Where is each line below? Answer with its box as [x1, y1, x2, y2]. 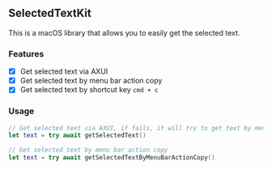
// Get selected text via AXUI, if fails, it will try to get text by [8, 124, 252, 132]
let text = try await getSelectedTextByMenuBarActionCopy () [8, 154, 216, 162]
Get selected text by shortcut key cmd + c [19, 85, 159, 95]
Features [8, 48, 45, 59]
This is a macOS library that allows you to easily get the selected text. [8, 28, 240, 37]
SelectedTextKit [8, 6, 91, 20]
